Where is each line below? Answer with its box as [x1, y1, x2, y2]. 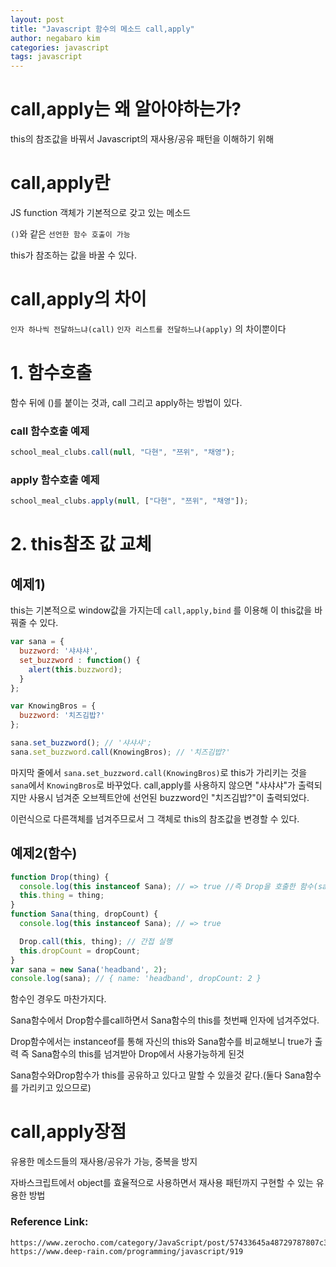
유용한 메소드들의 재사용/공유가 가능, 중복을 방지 [10, 1156, 198, 1168]
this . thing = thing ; [19, 891, 105, 901]
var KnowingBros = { [10, 701, 97, 711]
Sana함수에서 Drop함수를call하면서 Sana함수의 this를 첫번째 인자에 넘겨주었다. [10, 1014, 320, 1026]
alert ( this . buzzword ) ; [28, 664, 123, 675]
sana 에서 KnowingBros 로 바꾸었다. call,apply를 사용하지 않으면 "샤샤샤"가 [10, 779, 296, 791]
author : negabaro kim [10, 33, 101, 43]
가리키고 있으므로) [20, 1082, 92, 1094]
